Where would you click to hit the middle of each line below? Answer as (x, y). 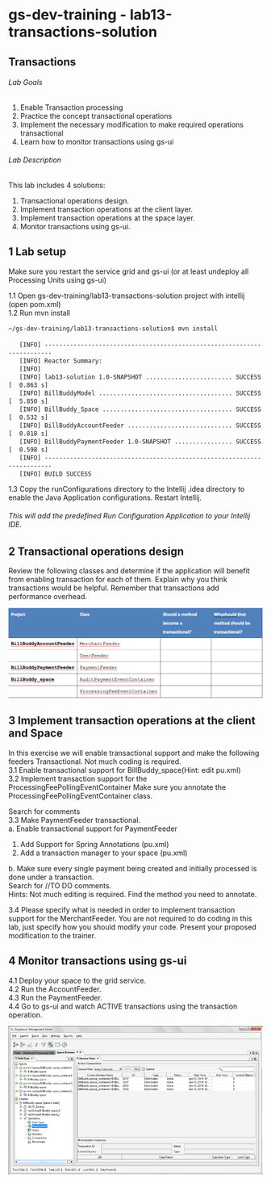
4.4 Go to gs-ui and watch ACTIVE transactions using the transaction (123, 1006)
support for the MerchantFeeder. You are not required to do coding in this (130, 918)
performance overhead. (48, 597)
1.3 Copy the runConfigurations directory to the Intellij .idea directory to (127, 489)
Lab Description (35, 160)
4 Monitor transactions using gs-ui (98, 961)
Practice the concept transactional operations (96, 115)
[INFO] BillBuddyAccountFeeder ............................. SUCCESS (140, 426)
